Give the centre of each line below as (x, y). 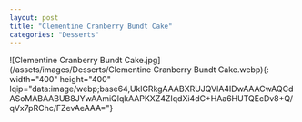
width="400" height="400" (60, 80)
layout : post (34, 18)
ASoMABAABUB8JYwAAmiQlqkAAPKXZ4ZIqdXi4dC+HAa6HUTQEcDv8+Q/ (151, 99)
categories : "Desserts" (55, 34)
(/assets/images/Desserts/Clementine (81, 70)
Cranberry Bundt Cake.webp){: (211, 70)
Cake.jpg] (142, 61)
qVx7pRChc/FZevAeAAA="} (61, 108)
